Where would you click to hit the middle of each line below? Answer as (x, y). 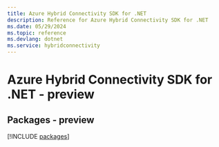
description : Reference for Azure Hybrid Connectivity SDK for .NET (108, 20)
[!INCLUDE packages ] (38, 136)
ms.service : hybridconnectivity (54, 46)
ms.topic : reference (37, 33)
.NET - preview (51, 95)
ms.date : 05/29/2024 (37, 26)
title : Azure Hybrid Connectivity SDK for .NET (77, 13)
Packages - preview (51, 120)
